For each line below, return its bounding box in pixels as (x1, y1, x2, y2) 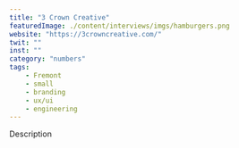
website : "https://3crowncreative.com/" (9, 29, 163, 38)
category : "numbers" (9, 54, 87, 63)
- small (25, 79, 54, 88)
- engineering (25, 104, 78, 113)
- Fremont (25, 71, 63, 80)
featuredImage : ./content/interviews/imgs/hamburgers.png (9, 21, 230, 30)
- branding (25, 87, 66, 96)
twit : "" (9, 37, 42, 47)
